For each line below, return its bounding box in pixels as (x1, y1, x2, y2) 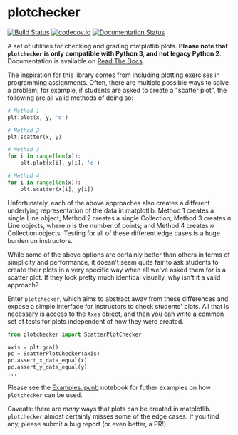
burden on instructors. (7, 236, 73, 245)
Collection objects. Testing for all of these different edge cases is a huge (7, 229, 221, 237)
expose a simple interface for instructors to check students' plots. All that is (7, 302, 229, 310)
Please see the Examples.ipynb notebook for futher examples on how (7, 383, 212, 391)
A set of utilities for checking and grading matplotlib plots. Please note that (7, 41, 228, 50)
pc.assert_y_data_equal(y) (7, 364, 88, 371)
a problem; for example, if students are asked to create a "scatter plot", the (7, 86, 227, 94)
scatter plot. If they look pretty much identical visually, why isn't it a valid (7, 272, 221, 282)
